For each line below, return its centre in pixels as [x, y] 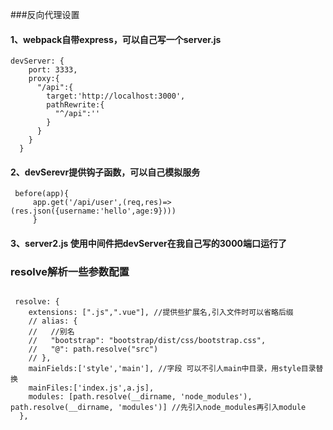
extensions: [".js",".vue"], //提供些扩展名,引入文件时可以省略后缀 [161, 313]
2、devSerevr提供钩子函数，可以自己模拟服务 [105, 172]
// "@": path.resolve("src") [93, 349]
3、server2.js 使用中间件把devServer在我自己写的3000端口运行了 [149, 243]
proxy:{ [44, 79]
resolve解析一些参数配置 [70, 271]
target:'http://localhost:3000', [116, 96]
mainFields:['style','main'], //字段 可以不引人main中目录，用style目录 [172, 369]
